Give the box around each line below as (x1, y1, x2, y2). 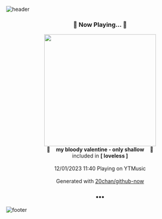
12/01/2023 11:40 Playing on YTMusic (54, 165, 146, 172)
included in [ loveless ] (72, 152, 128, 159)
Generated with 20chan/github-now (56, 178, 144, 185)
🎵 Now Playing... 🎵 (73, 20, 127, 29)
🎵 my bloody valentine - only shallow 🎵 (46, 146, 154, 153)
